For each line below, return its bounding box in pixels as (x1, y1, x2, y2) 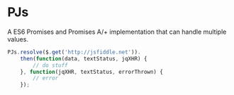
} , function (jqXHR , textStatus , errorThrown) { (20, 68, 163, 75)
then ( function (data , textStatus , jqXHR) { (20, 55, 147, 62)
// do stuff (33, 61, 69, 69)
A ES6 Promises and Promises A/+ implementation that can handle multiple (7, 27, 227, 36)
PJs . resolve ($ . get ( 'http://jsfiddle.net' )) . (7, 49, 141, 56)
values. (7, 34, 28, 43)
